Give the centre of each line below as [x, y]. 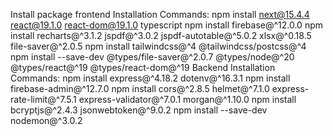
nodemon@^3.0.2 [46, 120]
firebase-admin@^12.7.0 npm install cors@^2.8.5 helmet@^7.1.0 [140, 88]
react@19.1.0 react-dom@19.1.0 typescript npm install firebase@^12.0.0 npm [166, 25]
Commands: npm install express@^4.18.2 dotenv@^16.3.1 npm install [150, 78]
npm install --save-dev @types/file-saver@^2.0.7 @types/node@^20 [152, 57]
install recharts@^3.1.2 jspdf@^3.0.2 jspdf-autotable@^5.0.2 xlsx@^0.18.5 [161, 35]
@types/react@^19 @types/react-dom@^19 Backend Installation [143, 67]
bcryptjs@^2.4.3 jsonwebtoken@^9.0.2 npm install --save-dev [139, 110]
